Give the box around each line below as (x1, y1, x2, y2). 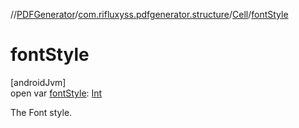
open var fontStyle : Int (10, 87, 103, 99)
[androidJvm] (10, 76, 67, 88)
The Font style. (10, 106, 73, 118)
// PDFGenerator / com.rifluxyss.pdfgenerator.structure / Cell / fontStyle (10, 9, 289, 20)
